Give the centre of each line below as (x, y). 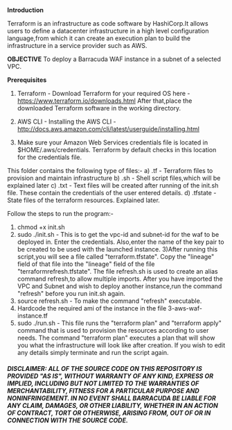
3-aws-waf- (185, 308)
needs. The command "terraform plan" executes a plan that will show (116, 338)
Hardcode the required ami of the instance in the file (92, 308)
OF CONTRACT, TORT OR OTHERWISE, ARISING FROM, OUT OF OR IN (109, 413)
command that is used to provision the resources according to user (113, 330)
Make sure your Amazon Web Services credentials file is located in (113, 142)
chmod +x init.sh (41, 227)
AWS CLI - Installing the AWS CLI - (66, 122)
